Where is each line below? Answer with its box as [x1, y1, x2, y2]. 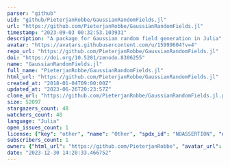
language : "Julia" [7, 117, 60, 125]
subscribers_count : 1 [7, 137, 69, 144]
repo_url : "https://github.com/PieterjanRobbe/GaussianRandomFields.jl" [7, 48, 219, 55]
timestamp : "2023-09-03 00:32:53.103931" [7, 29, 127, 36]
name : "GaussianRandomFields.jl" [7, 61, 103, 67]
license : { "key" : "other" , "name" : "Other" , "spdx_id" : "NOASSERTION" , [7, 130, 216, 137]
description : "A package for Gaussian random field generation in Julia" [7, 35, 222, 42]
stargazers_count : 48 [7, 105, 69, 112]
